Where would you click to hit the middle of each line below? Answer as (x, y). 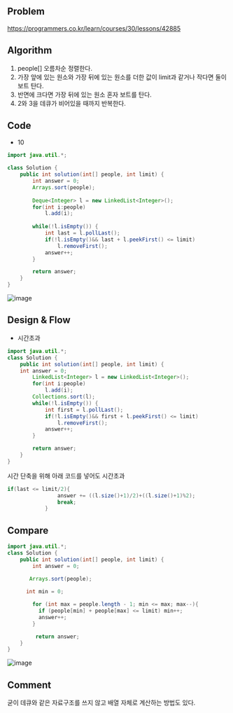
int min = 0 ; (45, 592)
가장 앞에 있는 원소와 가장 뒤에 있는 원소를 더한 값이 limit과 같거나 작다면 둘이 (122, 77)
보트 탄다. (30, 85)
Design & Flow (39, 320)
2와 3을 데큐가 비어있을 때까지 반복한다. (71, 103)
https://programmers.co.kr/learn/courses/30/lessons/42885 (94, 28)
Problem (26, 12)
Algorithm (30, 51)
